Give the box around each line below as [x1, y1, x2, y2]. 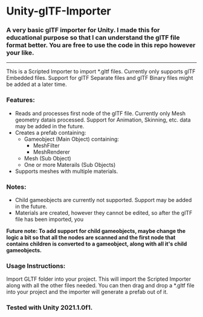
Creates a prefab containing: [14, 129, 86, 136]
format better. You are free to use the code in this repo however [6, 41, 196, 50]
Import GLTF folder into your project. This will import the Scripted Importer [6, 275, 192, 283]
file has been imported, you [14, 216, 83, 223]
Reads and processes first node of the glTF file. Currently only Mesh [14, 109, 186, 117]
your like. [6, 48, 34, 57]
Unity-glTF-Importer [6, 4, 111, 18]
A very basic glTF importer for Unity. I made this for [6, 26, 160, 34]
